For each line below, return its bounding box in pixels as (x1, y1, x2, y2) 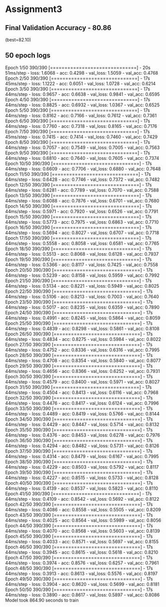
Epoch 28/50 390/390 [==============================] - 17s (5, 352, 153, 358)
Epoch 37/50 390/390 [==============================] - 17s (5, 448, 153, 454)
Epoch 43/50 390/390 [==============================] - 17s (5, 512, 153, 518)
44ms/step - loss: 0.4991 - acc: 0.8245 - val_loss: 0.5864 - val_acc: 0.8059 (5, 315, 161, 321)
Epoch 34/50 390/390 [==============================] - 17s (5, 416, 153, 422)
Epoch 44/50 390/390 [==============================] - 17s (5, 522, 153, 528)
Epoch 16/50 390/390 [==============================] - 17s (5, 224, 152, 230)
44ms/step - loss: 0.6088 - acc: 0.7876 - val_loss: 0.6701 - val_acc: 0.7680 (5, 197, 160, 204)
